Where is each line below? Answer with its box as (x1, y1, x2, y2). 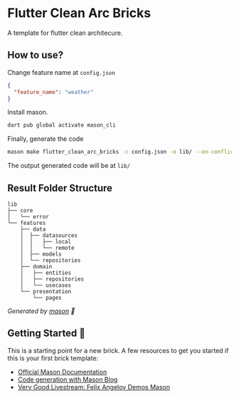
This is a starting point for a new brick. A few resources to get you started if (7, 346, 229, 355)
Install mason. (7, 108, 48, 117)
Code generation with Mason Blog (17, 375, 118, 384)
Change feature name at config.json (7, 68, 115, 76)
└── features (7, 219, 46, 226)
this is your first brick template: (7, 354, 98, 362)
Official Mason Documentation (17, 367, 107, 376)
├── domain (20, 263, 53, 270)
